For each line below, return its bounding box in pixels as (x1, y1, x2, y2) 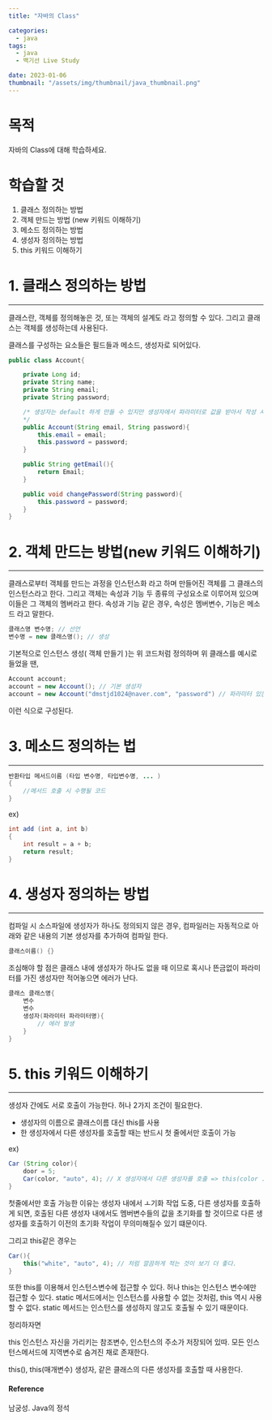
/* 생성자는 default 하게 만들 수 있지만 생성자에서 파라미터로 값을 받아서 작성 (23, 407, 257, 416)
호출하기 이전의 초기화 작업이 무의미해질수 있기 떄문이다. (29, 1218, 208, 1228)
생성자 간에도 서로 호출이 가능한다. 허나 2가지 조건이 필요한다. (8, 1100, 202, 1110)
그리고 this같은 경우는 (8, 1235, 77, 1246)
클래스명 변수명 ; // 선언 (8, 626, 81, 634)
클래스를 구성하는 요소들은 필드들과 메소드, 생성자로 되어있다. (8, 340, 201, 350)
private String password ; (23, 394, 111, 402)
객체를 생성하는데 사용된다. (23, 322, 108, 333)
